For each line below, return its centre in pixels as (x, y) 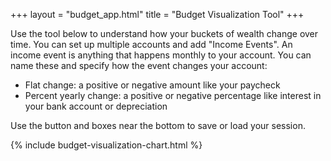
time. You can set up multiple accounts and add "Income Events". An (151, 44)
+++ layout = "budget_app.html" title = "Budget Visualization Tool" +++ (157, 14)
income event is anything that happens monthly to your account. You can (161, 55)
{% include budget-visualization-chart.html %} (106, 145)
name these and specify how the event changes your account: (139, 65)
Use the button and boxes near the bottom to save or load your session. (158, 125)
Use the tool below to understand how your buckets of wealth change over (164, 33)
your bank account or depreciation (96, 106)
